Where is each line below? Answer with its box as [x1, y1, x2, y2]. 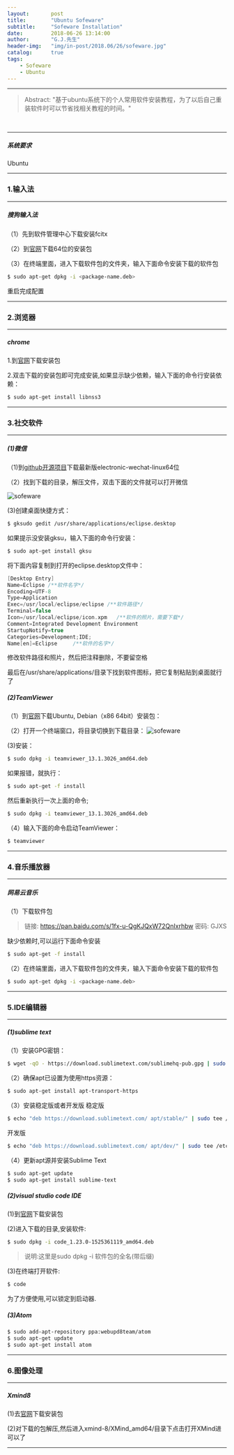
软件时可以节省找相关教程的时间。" [30, 104, 132, 112]
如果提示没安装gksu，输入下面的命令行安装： [7, 533, 137, 542]
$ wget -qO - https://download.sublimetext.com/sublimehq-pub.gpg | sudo [7, 1060, 226, 1068]
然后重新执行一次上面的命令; [7, 796, 89, 805]
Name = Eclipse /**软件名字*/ [7, 581, 85, 588]
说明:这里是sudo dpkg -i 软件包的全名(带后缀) [24, 1252, 155, 1260]
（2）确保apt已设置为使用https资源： [7, 1074, 114, 1082]
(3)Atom [7, 1311, 32, 1319]
